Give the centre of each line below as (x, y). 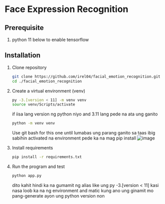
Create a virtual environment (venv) (49, 90)
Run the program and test (38, 166)
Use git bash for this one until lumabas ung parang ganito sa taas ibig (84, 133)
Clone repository (29, 67)
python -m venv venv (33, 123)
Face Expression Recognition (67, 9)
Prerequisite (24, 28)
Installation (23, 55)
